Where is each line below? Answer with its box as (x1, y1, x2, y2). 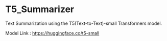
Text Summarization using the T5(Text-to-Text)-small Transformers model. (5, 20, 162, 26)
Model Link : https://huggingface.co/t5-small (5, 30, 100, 36)
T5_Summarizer (5, 4, 75, 15)
